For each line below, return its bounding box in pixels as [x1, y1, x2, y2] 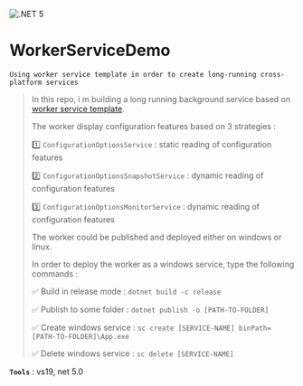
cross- [260, 70, 285, 79]
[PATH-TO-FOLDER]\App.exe [31, 332, 129, 341]
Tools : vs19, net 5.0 [9, 366, 84, 377]
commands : [31, 268, 79, 279]
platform [9, 78, 43, 87]
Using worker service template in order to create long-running [9, 70, 257, 79]
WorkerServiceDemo [9, 41, 171, 61]
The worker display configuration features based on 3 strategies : [31, 120, 276, 131]
